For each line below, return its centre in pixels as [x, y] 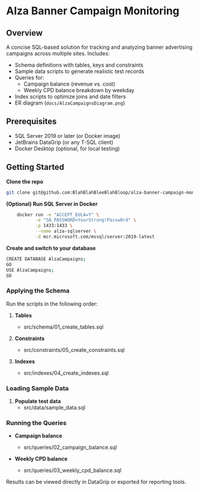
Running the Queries [36, 423]
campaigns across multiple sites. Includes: [58, 53]
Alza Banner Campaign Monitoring [93, 11]
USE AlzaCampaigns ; [30, 270]
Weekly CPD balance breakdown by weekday [79, 90]
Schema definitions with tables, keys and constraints [79, 65]
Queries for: [29, 78]
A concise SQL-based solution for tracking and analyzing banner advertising [99, 47]
